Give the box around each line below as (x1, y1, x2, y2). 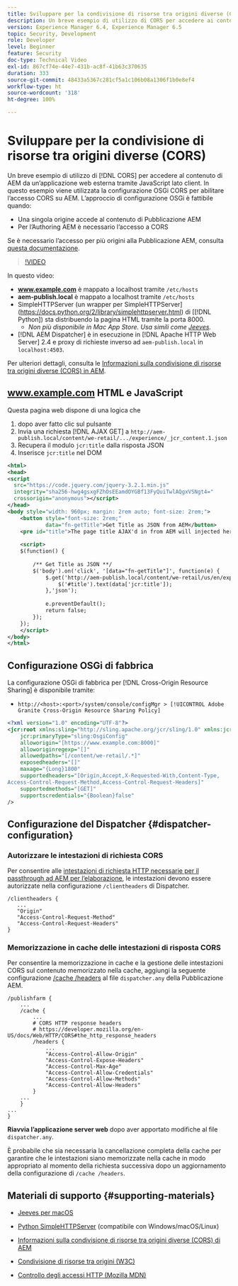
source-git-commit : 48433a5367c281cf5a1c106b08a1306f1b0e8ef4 (7, 76, 195, 84)
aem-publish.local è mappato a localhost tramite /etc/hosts (17, 292, 195, 301)
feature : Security (7, 50, 62, 57)
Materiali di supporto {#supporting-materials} (7, 1190, 215, 1202)
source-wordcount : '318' (7, 89, 81, 96)
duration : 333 (7, 69, 50, 77)
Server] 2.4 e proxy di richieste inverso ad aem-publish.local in (17, 337, 203, 346)
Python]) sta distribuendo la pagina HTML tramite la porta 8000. (17, 315, 205, 323)
